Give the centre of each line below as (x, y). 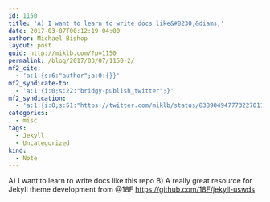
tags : (17, 128)
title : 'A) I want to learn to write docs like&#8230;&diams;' (117, 23)
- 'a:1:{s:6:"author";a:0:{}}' (68, 76)
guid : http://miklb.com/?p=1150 (62, 53)
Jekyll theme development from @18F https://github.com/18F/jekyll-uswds (132, 189)
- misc (27, 121)
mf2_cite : (25, 68)
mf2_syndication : (37, 98)
